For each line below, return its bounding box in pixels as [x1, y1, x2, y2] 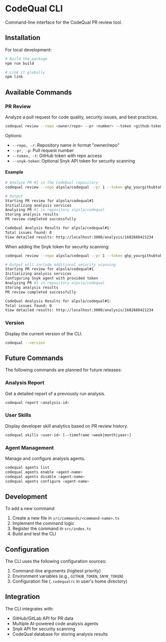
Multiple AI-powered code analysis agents [12, 620, 99, 626]
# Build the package [5, 56, 48, 61]
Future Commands [5, 354, 63, 362]
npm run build [5, 61, 35, 66]
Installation [5, 34, 41, 42]
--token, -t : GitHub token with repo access [12, 153, 102, 159]
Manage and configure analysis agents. [5, 455, 85, 461]
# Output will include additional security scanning [5, 262, 116, 267]
